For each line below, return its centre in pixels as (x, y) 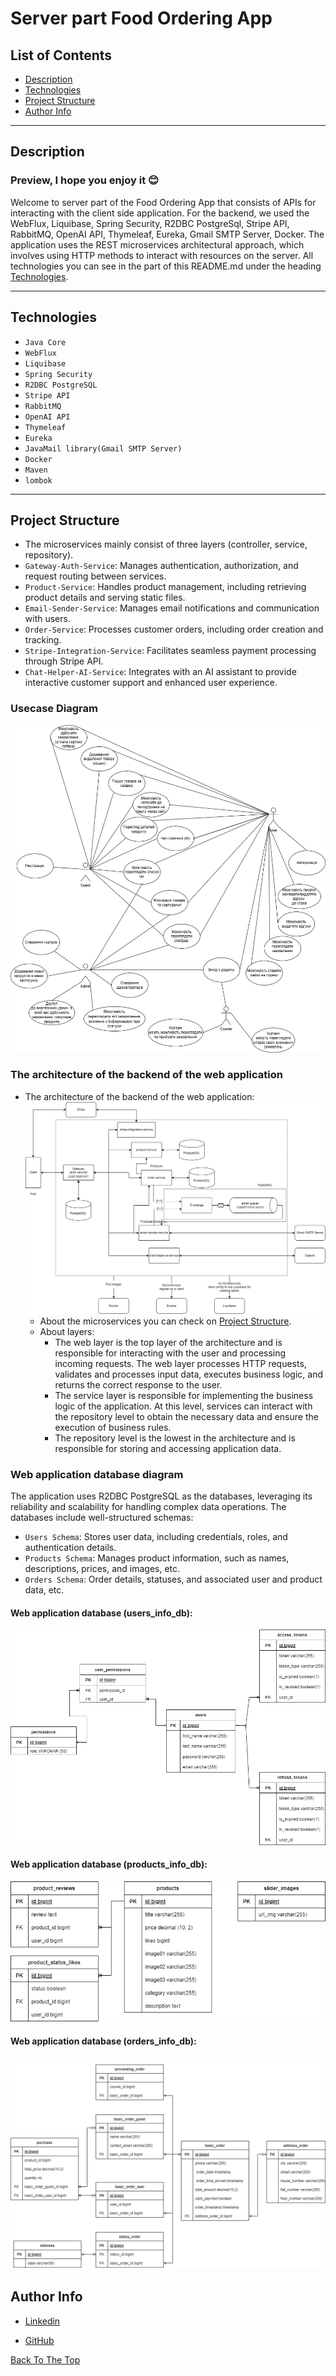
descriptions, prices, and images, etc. (102, 1569)
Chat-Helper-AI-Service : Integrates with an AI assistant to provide (160, 672)
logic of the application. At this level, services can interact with (183, 1406)
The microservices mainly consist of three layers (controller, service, (166, 544)
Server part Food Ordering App (141, 18)
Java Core (45, 342)
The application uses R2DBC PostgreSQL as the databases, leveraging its (161, 1496)
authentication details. (70, 1548)
